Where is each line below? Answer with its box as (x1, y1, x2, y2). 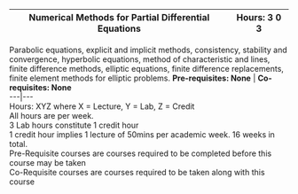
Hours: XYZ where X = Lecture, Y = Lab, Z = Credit (9, 101, 195, 112)
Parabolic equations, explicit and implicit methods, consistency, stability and (9, 44, 288, 55)
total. (9, 139, 28, 149)
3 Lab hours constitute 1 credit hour (9, 120, 139, 130)
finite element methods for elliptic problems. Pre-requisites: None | (9, 73, 256, 83)
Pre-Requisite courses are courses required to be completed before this (9, 148, 272, 159)
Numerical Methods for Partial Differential (28, 12, 210, 23)
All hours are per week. (9, 111, 95, 120)
